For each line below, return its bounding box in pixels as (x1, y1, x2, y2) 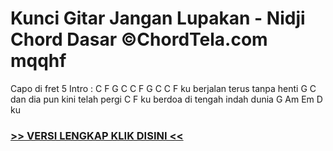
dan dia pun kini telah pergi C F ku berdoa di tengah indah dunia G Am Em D (10, 93, 323, 105)
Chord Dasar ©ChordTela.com (10, 28, 268, 51)
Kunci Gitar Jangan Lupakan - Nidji (10, 7, 306, 30)
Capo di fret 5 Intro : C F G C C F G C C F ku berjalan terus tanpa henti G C (10, 82, 317, 94)
